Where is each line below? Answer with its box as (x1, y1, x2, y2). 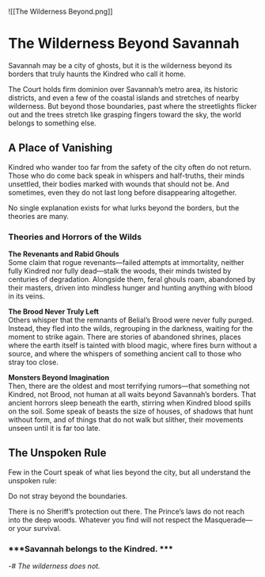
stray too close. (8, 357, 59, 367)
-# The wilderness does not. (8, 561, 100, 571)
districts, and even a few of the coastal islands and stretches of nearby (8, 93, 240, 102)
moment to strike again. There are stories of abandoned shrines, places (8, 333, 241, 342)
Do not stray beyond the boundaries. (8, 491, 128, 501)
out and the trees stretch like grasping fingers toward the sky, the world (8, 110, 241, 119)
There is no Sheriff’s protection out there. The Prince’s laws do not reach (8, 506, 245, 516)
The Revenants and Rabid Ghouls (8, 249, 120, 259)
